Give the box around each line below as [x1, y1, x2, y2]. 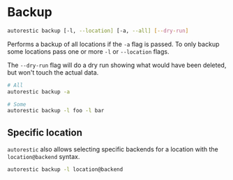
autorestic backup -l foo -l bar [7, 107, 105, 114]
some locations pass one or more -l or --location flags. [7, 47, 170, 56]
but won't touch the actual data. [7, 68, 99, 77]
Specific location [7, 126, 82, 138]
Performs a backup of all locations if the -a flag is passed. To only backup [7, 40, 220, 48]
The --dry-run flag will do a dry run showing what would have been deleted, [7, 61, 227, 69]
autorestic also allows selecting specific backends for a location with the [7, 145, 218, 153]
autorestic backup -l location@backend [7, 166, 123, 173]
